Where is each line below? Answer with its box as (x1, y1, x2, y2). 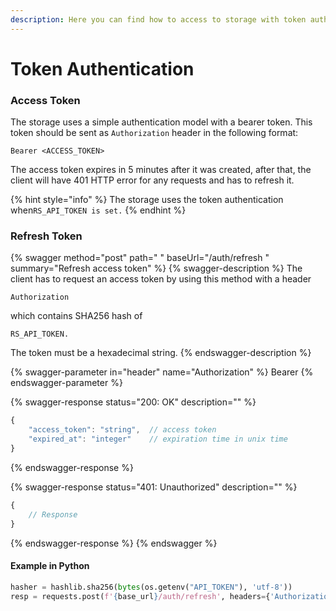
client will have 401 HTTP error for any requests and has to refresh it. (10, 174, 295, 186)
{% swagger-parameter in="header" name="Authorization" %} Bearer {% (10, 366, 314, 378)
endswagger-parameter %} (10, 377, 123, 389)
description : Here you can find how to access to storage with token (10, 14, 307, 25)
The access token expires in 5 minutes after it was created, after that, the (10, 164, 312, 176)
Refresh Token (10, 229, 83, 243)
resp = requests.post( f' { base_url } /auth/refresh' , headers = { (10, 591, 271, 601)
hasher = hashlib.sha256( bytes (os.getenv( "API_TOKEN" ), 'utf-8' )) (10, 582, 293, 592)
